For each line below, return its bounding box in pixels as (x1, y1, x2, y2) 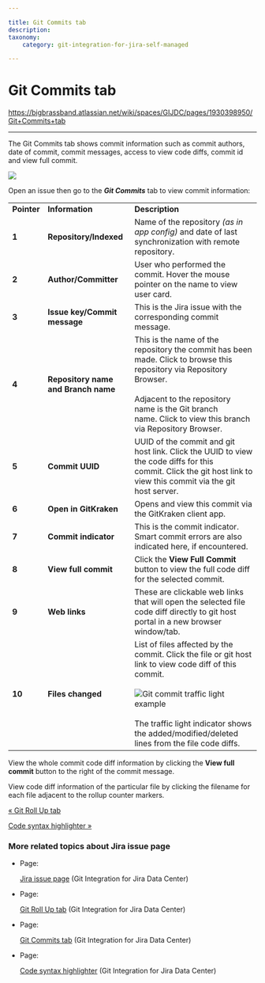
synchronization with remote (133, 237, 241, 248)
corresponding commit (133, 312, 219, 323)
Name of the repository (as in (133, 217, 243, 228)
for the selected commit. (133, 574, 225, 585)
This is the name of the (133, 334, 219, 345)
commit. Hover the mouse (133, 269, 230, 280)
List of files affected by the (133, 639, 233, 650)
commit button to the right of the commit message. (8, 767, 175, 776)
